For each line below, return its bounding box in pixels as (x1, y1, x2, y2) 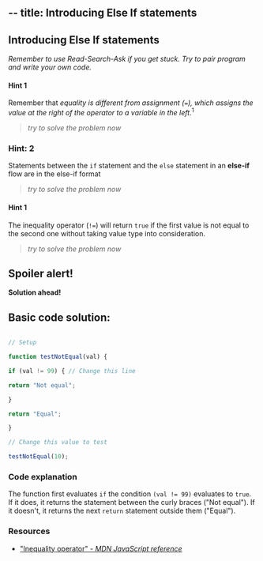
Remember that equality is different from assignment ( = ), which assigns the (8, 98, 254, 107)
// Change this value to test (8, 439, 108, 446)
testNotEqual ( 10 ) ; (8, 453, 69, 461)
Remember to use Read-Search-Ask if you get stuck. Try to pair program (8, 55, 246, 64)
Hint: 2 (8, 142, 35, 153)
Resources (8, 525, 51, 537)
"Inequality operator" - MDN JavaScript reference (19, 544, 182, 553)
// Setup (8, 339, 37, 347)
